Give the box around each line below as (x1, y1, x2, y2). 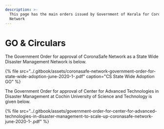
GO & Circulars (5, 37, 66, 49)
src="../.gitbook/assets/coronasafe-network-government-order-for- (19, 68, 156, 74)
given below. (5, 99, 31, 104)
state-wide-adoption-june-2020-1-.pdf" (5, 74, 85, 79)
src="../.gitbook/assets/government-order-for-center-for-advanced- (19, 108, 157, 114)
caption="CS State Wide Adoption (86, 74, 155, 79)
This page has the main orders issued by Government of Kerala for (9, 12, 150, 17)
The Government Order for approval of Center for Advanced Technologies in (5, 88, 159, 94)
